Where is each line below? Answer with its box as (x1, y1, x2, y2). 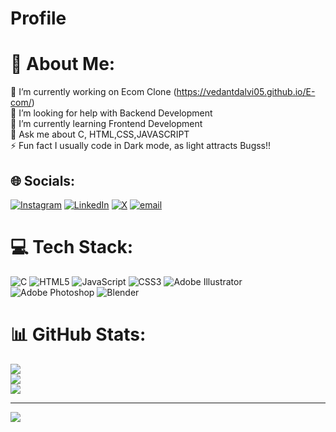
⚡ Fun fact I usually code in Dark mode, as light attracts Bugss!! (10, 140, 272, 152)
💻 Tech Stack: (10, 236, 134, 259)
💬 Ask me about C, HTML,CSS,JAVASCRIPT (10, 128, 190, 141)
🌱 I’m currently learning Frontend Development (10, 118, 203, 130)
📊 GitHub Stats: (10, 323, 147, 346)
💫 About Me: (10, 53, 116, 76)
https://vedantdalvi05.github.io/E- (176, 86, 316, 98)
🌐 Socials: (10, 172, 76, 189)
